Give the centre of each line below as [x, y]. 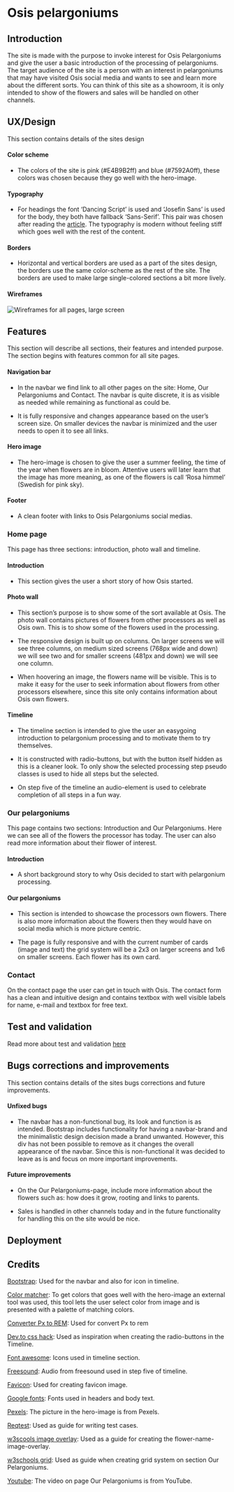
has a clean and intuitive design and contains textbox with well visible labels [116, 997]
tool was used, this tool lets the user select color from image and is [104, 1303]
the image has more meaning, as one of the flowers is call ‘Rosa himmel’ [121, 477]
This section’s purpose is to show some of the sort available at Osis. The [122, 612]
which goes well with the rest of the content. [81, 231]
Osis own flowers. [43, 699]
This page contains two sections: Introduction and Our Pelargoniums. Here [115, 828]
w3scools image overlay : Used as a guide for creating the [90, 1439]
